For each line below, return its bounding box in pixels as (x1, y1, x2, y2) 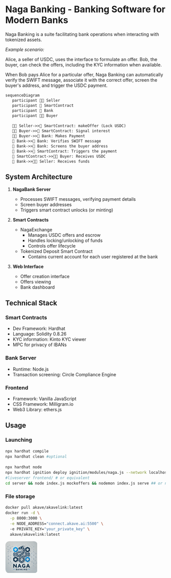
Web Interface (12, 263, 44, 269)
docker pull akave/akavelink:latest (5, 505, 83, 510)
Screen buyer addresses (20, 201, 72, 207)
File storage (5, 493, 36, 500)
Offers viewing (20, 279, 51, 285)
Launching (5, 436, 32, 443)
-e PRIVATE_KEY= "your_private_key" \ (10, 526, 90, 532)
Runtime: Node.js (12, 366, 49, 372)
